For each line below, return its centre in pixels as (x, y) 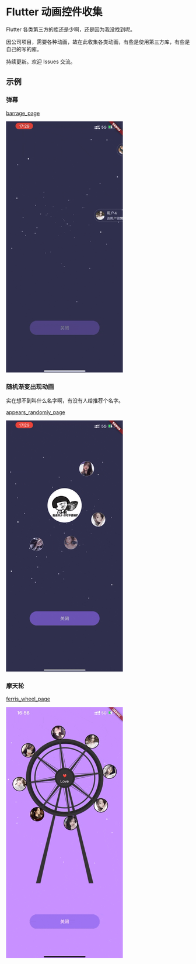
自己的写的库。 (24, 49)
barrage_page (23, 113)
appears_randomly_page (36, 412)
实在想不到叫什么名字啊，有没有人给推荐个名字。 (65, 400)
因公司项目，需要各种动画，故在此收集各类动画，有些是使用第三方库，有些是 (98, 42)
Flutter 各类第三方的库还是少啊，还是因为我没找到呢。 (71, 29)
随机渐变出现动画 (30, 387)
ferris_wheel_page (28, 699)
